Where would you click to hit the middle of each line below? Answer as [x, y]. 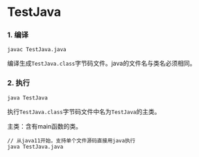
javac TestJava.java [37, 50]
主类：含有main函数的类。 [44, 126]
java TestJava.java [35, 147]
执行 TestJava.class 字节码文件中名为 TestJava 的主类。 [84, 111]
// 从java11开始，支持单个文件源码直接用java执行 [71, 140]
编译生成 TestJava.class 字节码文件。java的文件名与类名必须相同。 [102, 64]
